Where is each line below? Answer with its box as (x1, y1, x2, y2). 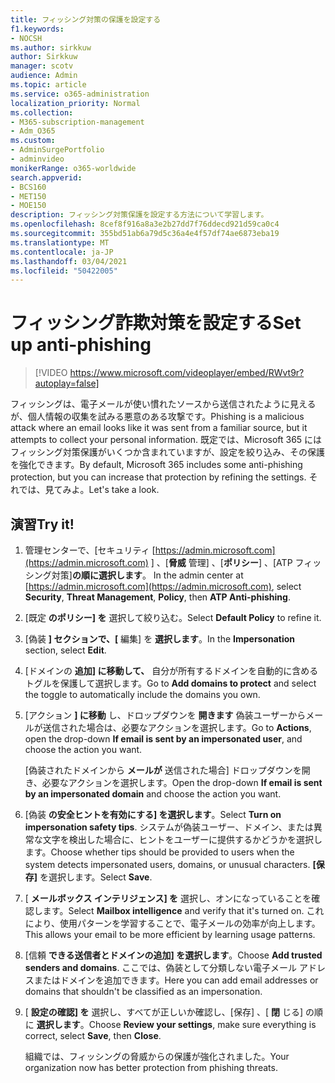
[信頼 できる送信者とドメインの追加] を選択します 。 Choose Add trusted (24, 949, 323, 961)
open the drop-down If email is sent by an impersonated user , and (24, 733, 303, 745)
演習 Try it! (10, 516, 75, 533)
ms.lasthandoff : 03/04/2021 (10, 256, 128, 266)
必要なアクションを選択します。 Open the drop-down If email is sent (41, 777, 323, 788)
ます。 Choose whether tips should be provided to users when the (24, 846, 295, 858)
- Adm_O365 (10, 126, 56, 136)
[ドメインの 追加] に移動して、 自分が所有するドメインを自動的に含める (24, 665, 319, 676)
